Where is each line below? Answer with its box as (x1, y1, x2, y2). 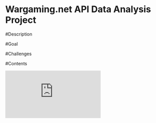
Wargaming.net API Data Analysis (5, 4, 151, 15)
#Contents (5, 60, 27, 66)
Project (5, 14, 37, 26)
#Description (5, 31, 33, 37)
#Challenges (5, 51, 32, 57)
